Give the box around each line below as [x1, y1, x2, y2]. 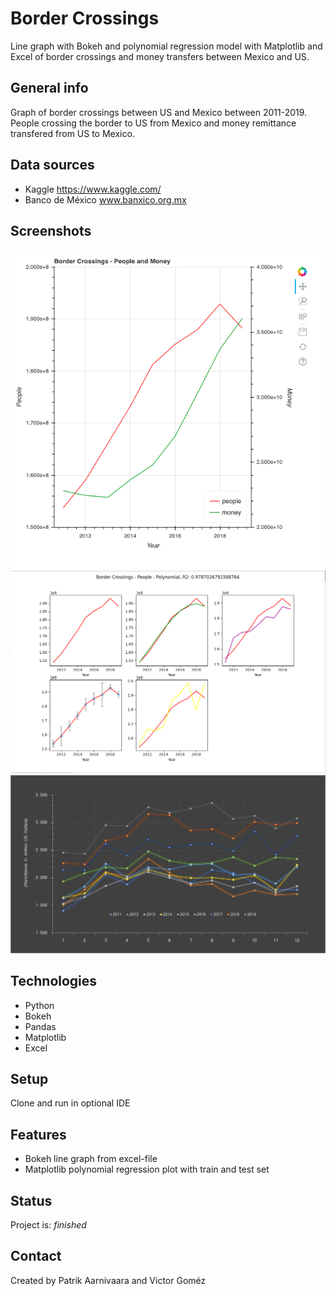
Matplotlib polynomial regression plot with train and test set [24, 1163, 270, 1176]
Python [24, 999, 55, 1011]
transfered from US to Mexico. [10, 127, 135, 139]
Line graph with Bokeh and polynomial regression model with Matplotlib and [10, 40, 323, 52]
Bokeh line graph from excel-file [24, 1153, 158, 1165]
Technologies [10, 973, 98, 990]
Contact [10, 1248, 62, 1265]
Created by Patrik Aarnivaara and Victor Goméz [10, 1274, 207, 1286]
